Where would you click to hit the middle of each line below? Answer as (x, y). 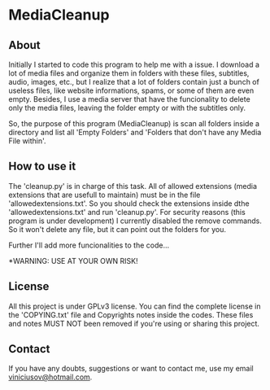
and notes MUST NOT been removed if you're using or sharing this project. (134, 323)
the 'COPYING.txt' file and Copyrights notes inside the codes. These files (131, 314)
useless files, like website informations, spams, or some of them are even (131, 90)
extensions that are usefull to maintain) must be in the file (105, 195)
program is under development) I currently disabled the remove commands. (135, 221)
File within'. (27, 141)
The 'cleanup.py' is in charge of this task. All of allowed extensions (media (133, 186)
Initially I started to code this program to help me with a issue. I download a (134, 64)
